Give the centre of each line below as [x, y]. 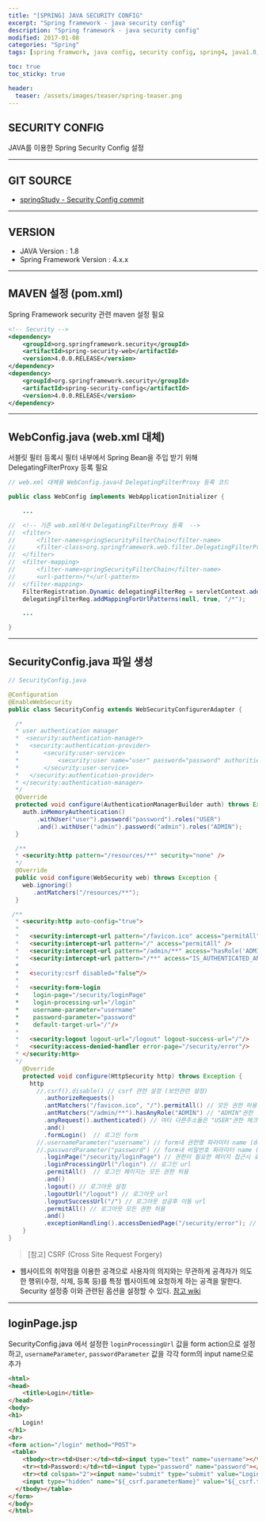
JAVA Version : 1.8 [49, 251]
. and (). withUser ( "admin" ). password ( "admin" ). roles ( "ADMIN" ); [140, 827]
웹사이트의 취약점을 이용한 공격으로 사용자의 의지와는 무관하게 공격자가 [129, 1271]
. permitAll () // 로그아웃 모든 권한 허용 [104, 1208]
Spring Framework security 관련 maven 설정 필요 [86, 314]
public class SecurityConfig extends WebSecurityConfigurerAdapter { [125, 710]
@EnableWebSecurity [40, 702]
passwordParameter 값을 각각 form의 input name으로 [171, 1353]
